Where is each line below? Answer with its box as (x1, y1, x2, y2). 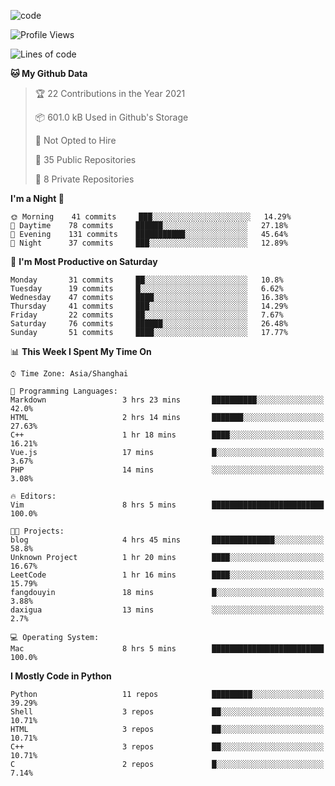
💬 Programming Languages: (10, 386, 118, 396)
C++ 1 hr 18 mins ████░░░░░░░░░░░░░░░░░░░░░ (10, 430, 325, 440)
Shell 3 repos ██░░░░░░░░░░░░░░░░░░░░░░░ (10, 707, 325, 717)
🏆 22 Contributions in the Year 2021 (34, 88, 186, 99)
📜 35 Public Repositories (34, 154, 137, 165)
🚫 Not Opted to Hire (34, 135, 117, 146)
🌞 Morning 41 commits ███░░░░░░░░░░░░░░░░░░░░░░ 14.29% (10, 212, 292, 222)
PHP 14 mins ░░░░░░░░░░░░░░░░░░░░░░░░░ (10, 465, 325, 475)
